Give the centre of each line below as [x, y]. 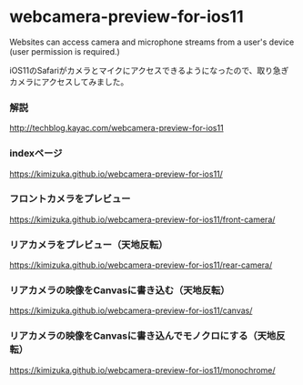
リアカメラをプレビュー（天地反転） [89, 245]
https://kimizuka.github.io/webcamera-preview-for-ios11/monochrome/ [142, 370]
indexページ [36, 154]
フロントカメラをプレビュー [70, 199]
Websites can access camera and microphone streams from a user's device [152, 42]
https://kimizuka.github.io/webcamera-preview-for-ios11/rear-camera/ [141, 265]
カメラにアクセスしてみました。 [69, 81]
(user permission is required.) [65, 51]
